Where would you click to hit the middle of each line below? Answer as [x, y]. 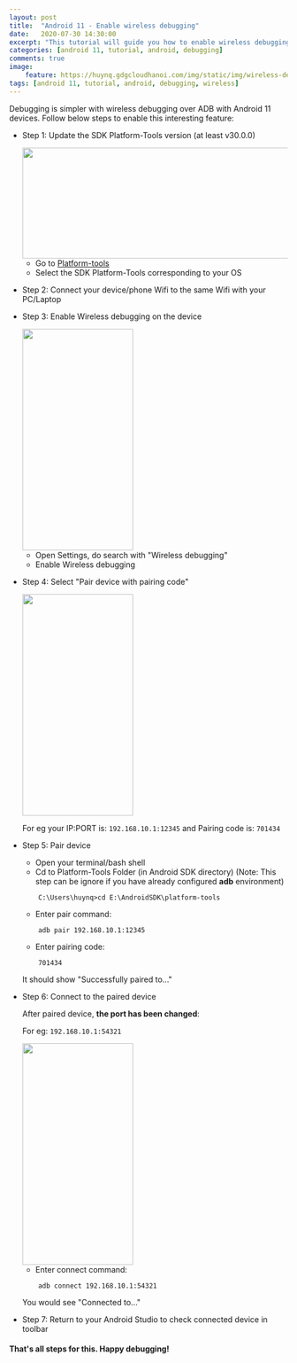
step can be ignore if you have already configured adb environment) [160, 881]
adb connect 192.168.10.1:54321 [98, 1286]
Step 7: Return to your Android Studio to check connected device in [145, 1319]
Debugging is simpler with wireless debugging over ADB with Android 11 [140, 108]
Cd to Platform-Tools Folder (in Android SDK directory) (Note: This [156, 872]
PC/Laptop [42, 299]
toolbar [35, 1328]
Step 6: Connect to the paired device [89, 996]
